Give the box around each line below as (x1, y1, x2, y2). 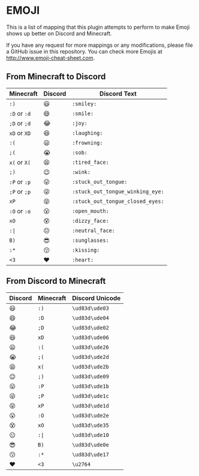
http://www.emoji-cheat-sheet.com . (6, 54, 95, 61)
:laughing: (71, 130, 103, 136)
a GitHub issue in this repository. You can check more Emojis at (6, 47, 163, 55)
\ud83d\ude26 (71, 343, 109, 351)
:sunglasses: (71, 236, 109, 244)
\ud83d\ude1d (71, 402, 109, 409)
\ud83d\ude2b (71, 363, 109, 370)
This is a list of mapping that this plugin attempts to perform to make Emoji (6, 23, 190, 31)
